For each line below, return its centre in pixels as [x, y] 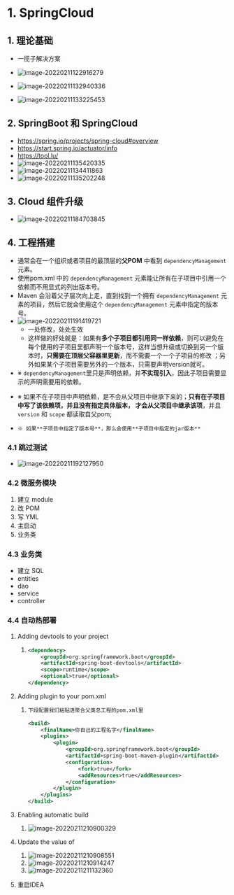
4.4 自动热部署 [32, 621]
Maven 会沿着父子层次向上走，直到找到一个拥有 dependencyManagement [118, 296]
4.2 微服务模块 [32, 483]
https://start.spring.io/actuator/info [67, 148]
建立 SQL [30, 571]
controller [31, 601]
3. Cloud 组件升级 [45, 202]
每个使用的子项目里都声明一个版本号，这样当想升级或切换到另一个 [123, 347]
